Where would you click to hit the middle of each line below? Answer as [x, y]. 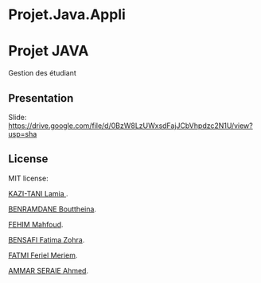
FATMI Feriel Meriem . [43, 255]
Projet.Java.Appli [67, 15]
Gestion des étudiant [43, 73]
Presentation [41, 98]
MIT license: [29, 178]
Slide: [18, 117]
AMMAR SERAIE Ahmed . [49, 270]
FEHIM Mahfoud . [36, 224]
